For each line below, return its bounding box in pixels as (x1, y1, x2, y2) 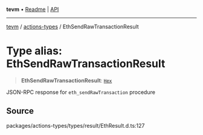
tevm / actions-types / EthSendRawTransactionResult (6, 23, 139, 30)
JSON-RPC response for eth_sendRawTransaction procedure (6, 88, 156, 96)
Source (6, 106, 34, 116)
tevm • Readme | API (6, 6, 59, 13)
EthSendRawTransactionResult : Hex (21, 77, 112, 84)
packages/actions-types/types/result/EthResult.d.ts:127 (6, 122, 145, 129)
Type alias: (6, 44, 62, 58)
